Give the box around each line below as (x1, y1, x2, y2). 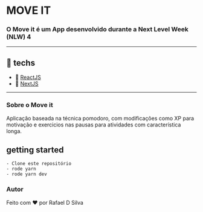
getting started (6, 145, 64, 155)
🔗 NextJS (14, 80, 39, 87)
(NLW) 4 (6, 33, 31, 41)
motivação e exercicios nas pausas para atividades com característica (6, 121, 181, 128)
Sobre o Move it (6, 101, 53, 109)
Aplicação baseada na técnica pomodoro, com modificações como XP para (6, 114, 195, 122)
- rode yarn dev (6, 171, 47, 178)
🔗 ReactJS (14, 73, 41, 81)
